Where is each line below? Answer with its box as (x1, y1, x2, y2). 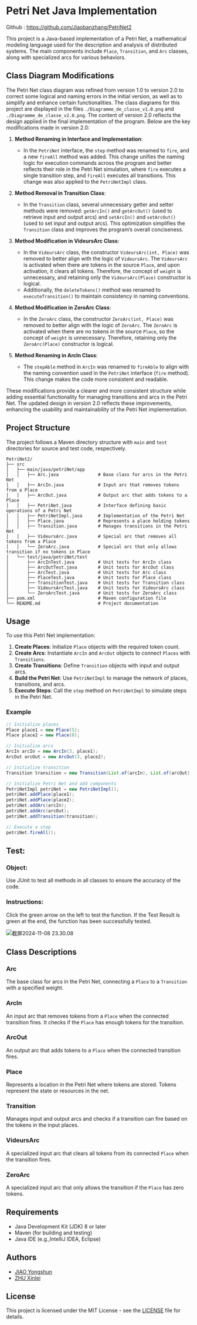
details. (6, 1313, 24, 1320)
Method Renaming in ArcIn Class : (14, 351, 98, 358)
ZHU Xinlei (14, 1274, 41, 1281)
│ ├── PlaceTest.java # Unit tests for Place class (6, 575, 172, 580)
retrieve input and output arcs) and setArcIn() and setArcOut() (23, 213, 176, 220)
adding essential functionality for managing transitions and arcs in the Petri (6, 393, 188, 400)
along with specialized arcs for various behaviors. (6, 54, 126, 61)
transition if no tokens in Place (6, 549, 91, 554)
